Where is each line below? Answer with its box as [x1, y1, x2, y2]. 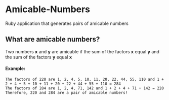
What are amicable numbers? [5, 35, 100, 44]
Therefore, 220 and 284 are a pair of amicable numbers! [5, 90, 128, 95]
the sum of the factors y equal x [5, 54, 72, 60]
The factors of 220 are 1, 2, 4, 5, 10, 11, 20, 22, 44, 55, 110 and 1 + [5, 77, 164, 82]
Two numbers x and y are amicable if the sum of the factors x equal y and [5, 48, 159, 54]
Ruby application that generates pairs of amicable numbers [5, 20, 129, 26]
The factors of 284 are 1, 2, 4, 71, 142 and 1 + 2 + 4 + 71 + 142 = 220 [5, 85, 164, 91]
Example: [5, 65, 26, 72]
